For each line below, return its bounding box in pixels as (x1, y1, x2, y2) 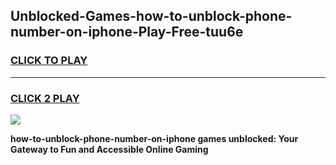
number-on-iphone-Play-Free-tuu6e (10, 24, 244, 41)
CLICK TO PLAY (10, 54, 88, 68)
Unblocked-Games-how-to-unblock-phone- (10, 8, 293, 25)
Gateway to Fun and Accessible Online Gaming (10, 143, 209, 155)
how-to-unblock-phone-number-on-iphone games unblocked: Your (10, 132, 299, 144)
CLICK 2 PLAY (10, 91, 80, 105)
